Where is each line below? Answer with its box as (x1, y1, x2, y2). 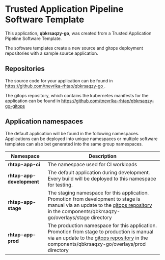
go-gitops (5, 103, 26, 109)
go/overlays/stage (47, 214, 90, 221)
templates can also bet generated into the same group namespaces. (5, 141, 143, 147)
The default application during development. (47, 169, 150, 176)
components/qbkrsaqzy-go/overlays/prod (47, 240, 146, 247)
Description (88, 152, 117, 159)
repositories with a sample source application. (5, 50, 98, 56)
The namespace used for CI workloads (47, 161, 137, 168)
